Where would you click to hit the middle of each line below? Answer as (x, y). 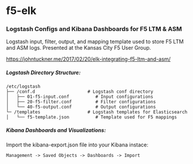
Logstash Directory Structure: (43, 73)
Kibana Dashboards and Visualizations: (56, 130)
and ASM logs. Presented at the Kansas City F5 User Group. (79, 48)
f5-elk (21, 11)
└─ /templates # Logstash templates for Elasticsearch (97, 112)
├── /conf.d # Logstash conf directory (80, 92)
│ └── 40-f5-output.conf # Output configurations (81, 107)
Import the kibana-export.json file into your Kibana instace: (77, 145)
